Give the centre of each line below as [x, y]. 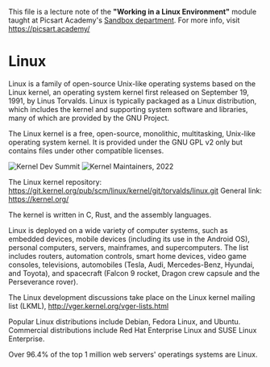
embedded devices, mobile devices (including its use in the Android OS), [129, 239]
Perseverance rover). [44, 282]
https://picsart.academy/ [49, 29]
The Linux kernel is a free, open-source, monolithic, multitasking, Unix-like [132, 133]
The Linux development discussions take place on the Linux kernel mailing [132, 297]
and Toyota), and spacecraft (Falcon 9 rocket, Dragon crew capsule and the [134, 273]
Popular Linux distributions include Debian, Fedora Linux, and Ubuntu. [125, 321]
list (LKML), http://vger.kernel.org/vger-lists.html [89, 306]
